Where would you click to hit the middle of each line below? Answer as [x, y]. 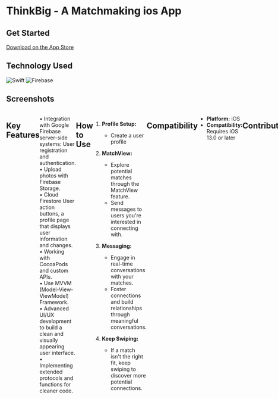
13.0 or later [221, 138]
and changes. [56, 245]
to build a [51, 327]
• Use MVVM [56, 283]
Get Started [28, 33]
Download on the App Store [40, 47]
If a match [123, 350]
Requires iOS [222, 131]
